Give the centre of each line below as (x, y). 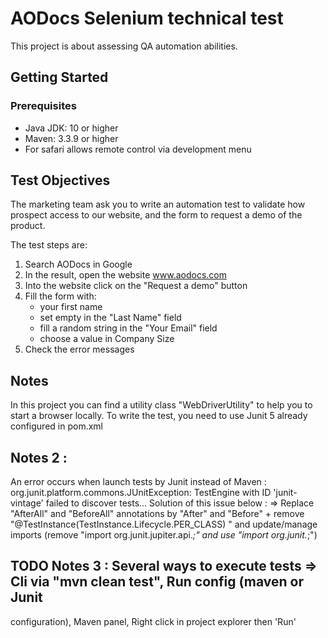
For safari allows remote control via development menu (138, 149)
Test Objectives (60, 180)
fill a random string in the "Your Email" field (128, 328)
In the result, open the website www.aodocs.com (125, 275)
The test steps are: (49, 245)
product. (28, 226)
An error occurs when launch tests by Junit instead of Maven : (138, 482)
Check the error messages (79, 349)
